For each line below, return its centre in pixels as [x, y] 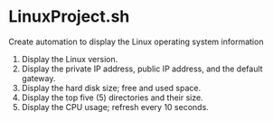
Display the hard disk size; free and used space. [111, 88]
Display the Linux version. [70, 59]
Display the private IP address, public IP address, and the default [142, 69]
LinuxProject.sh [69, 17]
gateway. [38, 78]
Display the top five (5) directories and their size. [113, 98]
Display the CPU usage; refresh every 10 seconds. [115, 107]
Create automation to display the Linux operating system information [136, 42]
